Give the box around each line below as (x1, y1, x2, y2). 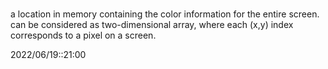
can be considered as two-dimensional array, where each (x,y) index (10, 19, 294, 31)
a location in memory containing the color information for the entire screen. (10, 8, 320, 20)
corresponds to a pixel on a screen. (10, 29, 157, 42)
